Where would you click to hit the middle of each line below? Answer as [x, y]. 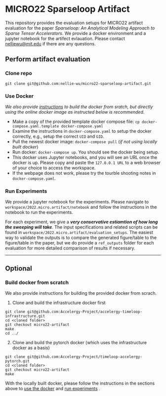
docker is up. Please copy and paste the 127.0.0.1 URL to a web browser [86, 162]
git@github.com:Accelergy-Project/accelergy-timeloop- [84, 312]
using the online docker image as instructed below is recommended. [75, 112]
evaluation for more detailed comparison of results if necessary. [70, 248]
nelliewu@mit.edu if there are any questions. [50, 43]
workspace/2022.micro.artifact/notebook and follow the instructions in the [81, 207]
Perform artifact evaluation [48, 59]
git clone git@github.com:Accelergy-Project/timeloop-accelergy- [74, 356]
